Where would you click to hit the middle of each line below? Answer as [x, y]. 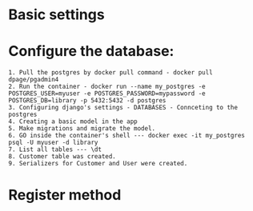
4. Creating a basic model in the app [73, 121]
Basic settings [57, 15]
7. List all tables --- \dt [55, 149]
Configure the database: [91, 52]
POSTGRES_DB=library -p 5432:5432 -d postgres [87, 101]
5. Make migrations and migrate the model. [82, 129]
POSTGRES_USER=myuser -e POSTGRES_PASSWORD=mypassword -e [107, 94]
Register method [65, 195]
